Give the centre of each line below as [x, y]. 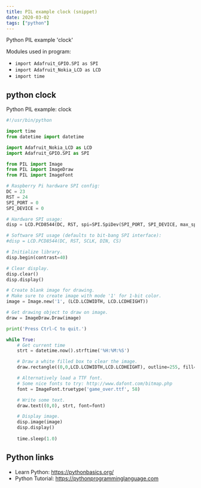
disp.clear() [22, 274]
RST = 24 [17, 197]
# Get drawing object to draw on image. [57, 313]
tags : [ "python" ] [28, 23]
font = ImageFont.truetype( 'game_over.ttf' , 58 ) [79, 389]
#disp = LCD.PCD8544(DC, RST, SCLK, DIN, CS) [64, 241]
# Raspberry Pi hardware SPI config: [53, 186]
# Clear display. [28, 268]
